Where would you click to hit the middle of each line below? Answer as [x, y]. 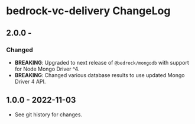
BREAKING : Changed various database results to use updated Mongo [100, 75]
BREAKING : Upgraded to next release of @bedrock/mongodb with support [102, 62]
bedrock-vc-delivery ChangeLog [88, 11]
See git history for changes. [48, 115]
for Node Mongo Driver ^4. [47, 69]
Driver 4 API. [30, 81]
